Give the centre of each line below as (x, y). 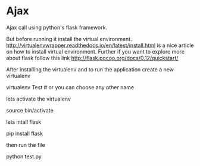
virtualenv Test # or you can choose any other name (70, 87)
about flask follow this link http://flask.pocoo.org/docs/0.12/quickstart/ (92, 58)
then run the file (26, 145)
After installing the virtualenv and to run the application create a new (90, 69)
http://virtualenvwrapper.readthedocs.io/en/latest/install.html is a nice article (100, 45)
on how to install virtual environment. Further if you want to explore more (95, 51)
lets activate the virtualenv (39, 99)
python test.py (24, 156)
